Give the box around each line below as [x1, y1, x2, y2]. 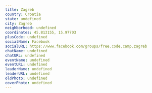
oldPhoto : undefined [5, 76, 48, 81]
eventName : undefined [5, 58, 50, 62]
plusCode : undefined [5, 35, 48, 40]
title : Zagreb [5, 7, 35, 12]
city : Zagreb [5, 21, 32, 26]
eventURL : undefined [5, 62, 48, 67]
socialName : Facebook [5, 39, 50, 44]
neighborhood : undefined [5, 26, 56, 31]
